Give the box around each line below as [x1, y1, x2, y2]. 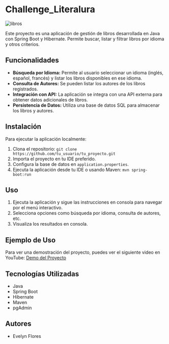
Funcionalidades [5, 56, 60, 65]
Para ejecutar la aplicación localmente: [5, 136, 87, 142]
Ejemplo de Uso [5, 236, 56, 244]
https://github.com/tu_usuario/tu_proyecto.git [12, 151, 116, 156]
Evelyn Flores [12, 333, 42, 339]
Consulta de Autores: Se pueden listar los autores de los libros [12, 80, 146, 86]
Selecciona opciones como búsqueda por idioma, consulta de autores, [12, 210, 161, 216]
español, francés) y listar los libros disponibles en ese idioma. [12, 75, 143, 81]
